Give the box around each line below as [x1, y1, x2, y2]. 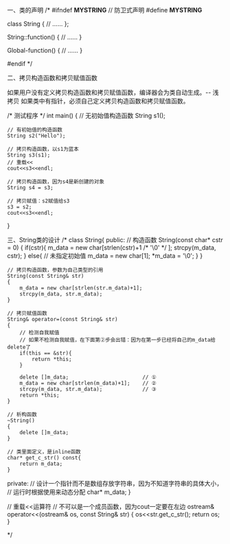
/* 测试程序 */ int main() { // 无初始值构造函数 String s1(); [7, 112, 166, 119]
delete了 [7, 344, 31, 351]
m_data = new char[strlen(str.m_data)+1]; [19, 285, 143, 292]
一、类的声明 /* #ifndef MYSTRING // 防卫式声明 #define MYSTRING [7, 6, 203, 14]
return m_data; [19, 460, 63, 467]
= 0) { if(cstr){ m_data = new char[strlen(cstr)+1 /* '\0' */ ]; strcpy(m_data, [7, 244, 216, 252]
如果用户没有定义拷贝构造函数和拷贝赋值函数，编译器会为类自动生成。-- [7, 88, 211, 96]
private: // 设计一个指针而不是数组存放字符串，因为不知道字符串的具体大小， [7, 480, 223, 487]
